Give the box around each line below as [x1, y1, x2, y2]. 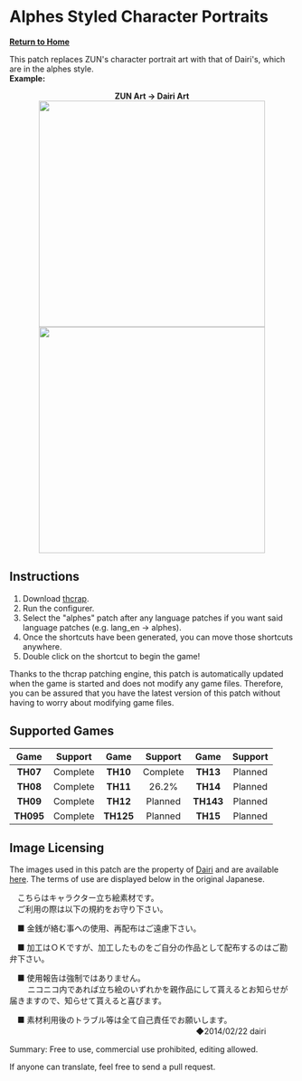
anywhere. [22, 640, 62, 652]
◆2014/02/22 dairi [195, 1026, 267, 1037]
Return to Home [9, 36, 71, 47]
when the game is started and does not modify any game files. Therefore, [9, 678, 284, 688]
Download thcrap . [22, 593, 90, 603]
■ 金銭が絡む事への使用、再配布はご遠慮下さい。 [16, 923, 202, 934]
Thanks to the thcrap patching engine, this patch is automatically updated [9, 668, 284, 679]
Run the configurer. [22, 602, 95, 613]
